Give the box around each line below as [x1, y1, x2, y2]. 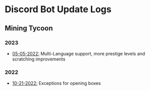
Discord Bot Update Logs [5, 4, 112, 15]
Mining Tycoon [5, 24, 53, 33]
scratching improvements [12, 56, 65, 62]
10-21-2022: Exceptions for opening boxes [12, 80, 101, 86]
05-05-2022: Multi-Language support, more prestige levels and [12, 50, 145, 56]
